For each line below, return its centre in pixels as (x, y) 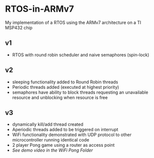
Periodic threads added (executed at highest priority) (66, 87)
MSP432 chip (19, 27)
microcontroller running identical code (51, 140)
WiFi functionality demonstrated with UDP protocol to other (72, 135)
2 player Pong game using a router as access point (63, 145)
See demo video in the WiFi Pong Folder (53, 150)
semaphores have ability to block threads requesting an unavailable (80, 92)
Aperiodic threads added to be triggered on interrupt (65, 130)
